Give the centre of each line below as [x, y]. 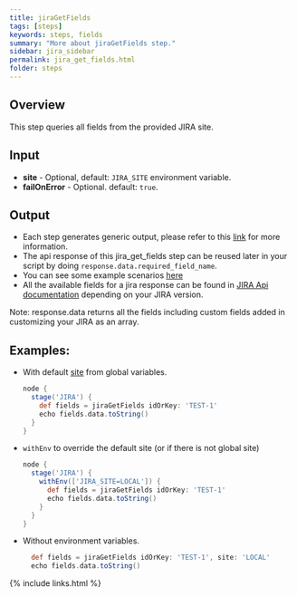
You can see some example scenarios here [103, 275]
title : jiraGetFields [50, 18]
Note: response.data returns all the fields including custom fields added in [147, 312]
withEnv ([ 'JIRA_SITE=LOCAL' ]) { [100, 482]
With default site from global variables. [95, 372]
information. [45, 246]
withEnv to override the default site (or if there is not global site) [141, 448]
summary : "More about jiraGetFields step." [93, 43]
